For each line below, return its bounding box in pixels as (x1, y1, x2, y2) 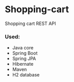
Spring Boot (12, 50, 38, 57)
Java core (12, 45, 34, 51)
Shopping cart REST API (5, 20, 56, 26)
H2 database (12, 72, 40, 78)
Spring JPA (12, 56, 36, 62)
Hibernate (12, 61, 34, 67)
